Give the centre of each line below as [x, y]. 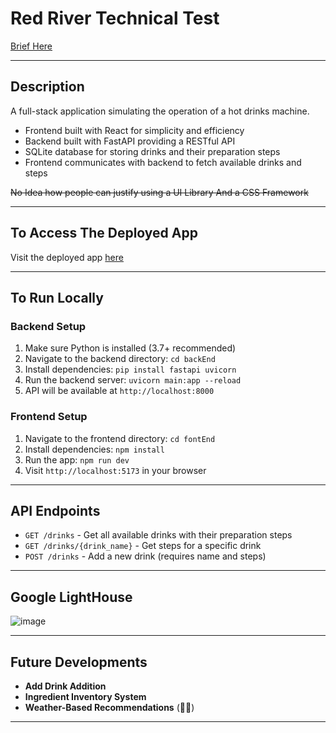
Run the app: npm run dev [77, 459]
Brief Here [31, 46]
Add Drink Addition [65, 686]
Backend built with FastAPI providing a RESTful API [130, 141]
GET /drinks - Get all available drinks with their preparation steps [158, 535]
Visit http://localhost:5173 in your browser [115, 470]
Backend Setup [48, 326]
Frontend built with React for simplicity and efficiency [134, 130]
